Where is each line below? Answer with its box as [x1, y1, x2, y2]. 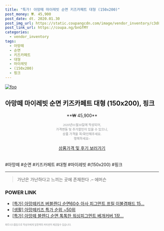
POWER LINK [5, 189, 37, 195]
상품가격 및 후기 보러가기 [58, 145, 106, 151]
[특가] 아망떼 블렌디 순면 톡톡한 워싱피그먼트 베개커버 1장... [12, 212, 124, 218]
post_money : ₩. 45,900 [5, 12, 51, 17]
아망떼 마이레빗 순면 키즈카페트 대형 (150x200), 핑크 [5, 99, 155, 108]
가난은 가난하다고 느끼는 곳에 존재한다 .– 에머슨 [17, 176, 107, 182]
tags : [5, 39, 16, 44]
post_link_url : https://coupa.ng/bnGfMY [5, 25, 89, 30]
